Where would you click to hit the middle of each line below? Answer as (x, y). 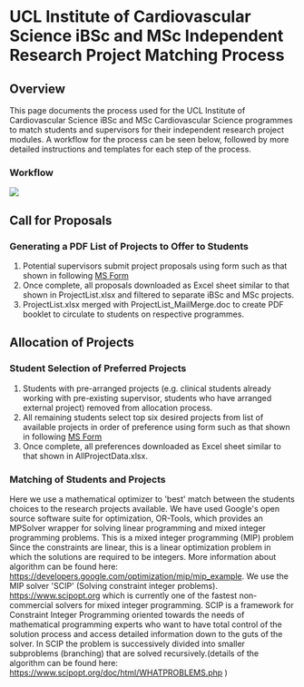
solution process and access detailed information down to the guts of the (146, 633)
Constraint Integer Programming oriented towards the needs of (127, 614)
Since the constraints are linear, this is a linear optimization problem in (140, 547)
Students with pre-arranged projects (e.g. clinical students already (147, 388)
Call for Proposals (61, 220)
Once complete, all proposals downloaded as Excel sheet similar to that (156, 285)
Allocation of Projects (72, 343)
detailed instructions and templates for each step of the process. (130, 149)
